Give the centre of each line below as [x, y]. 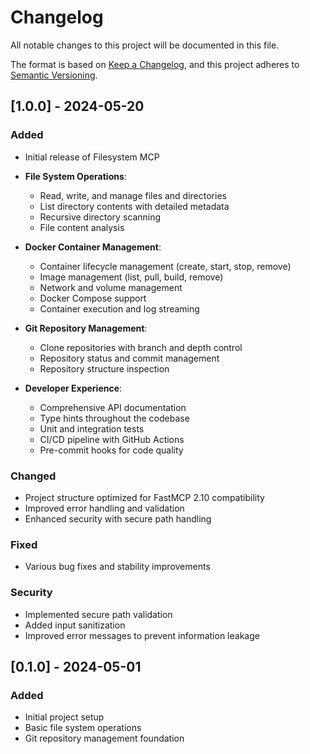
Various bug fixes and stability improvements [117, 567]
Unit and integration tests [92, 428]
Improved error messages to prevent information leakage [142, 635]
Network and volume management [111, 287]
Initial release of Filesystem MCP [92, 157]
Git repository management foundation [104, 738]
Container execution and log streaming [119, 308]
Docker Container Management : [93, 247]
